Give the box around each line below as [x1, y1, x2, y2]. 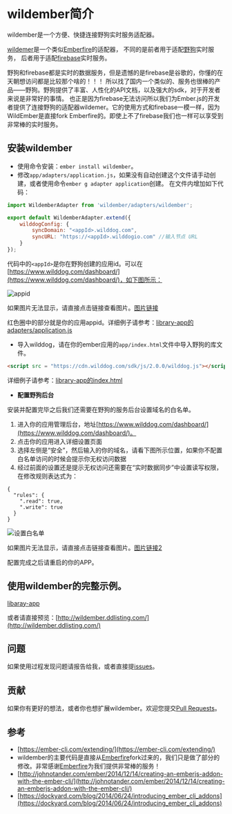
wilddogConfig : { [19, 220, 70, 228]
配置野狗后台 [17, 391, 54, 399]
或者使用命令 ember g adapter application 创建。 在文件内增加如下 [29, 179, 218, 187]
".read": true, [19, 498, 64, 505]
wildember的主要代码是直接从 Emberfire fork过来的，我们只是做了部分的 [17, 753, 220, 762]
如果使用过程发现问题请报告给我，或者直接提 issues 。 [7, 662, 159, 670]
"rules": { [13, 492, 45, 498]
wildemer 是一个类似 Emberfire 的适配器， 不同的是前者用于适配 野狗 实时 [7, 45, 209, 53]
